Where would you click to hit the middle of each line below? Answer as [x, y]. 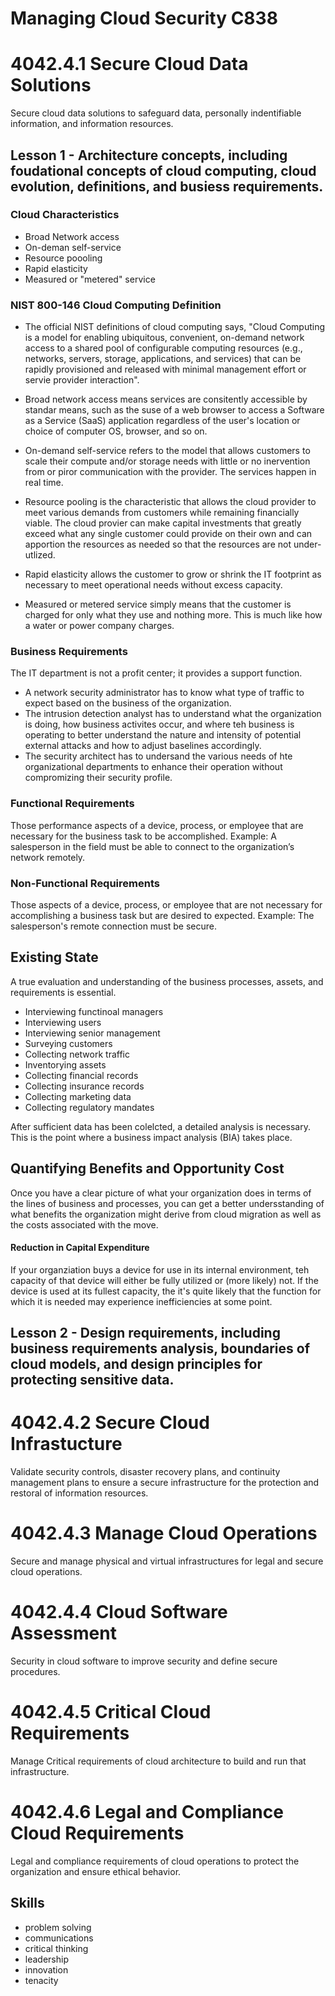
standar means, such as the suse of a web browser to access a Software [174, 410]
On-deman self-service [73, 247]
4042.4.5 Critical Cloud [111, 1712]
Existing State [54, 957]
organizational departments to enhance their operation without [153, 767]
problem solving [58, 1927]
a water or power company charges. [99, 626]
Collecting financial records [81, 1075]
